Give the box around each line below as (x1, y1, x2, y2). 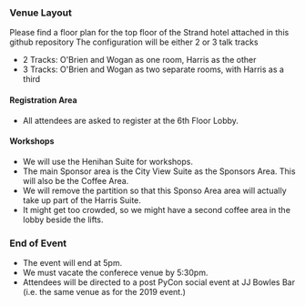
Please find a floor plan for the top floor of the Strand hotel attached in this (9, 27, 290, 38)
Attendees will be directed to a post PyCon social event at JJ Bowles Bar (22, 277, 296, 288)
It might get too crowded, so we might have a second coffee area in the (22, 204, 291, 215)
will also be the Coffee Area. (22, 175, 129, 186)
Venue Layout (9, 6, 73, 19)
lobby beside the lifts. (22, 214, 104, 225)
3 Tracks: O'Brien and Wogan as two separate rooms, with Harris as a (22, 64, 285, 75)
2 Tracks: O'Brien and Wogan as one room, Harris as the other (22, 55, 257, 66)
